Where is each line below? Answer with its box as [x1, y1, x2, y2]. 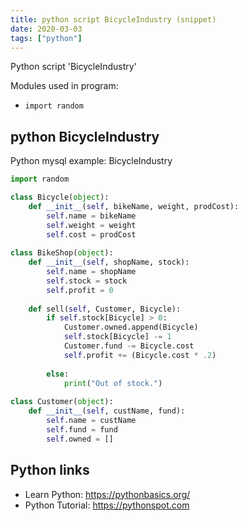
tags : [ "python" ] [10, 33, 83, 43]
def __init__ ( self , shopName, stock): [28, 257, 190, 268]
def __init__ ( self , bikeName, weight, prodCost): [28, 201, 240, 211]
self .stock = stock [46, 276, 128, 286]
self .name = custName [46, 416, 137, 426]
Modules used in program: [10, 80, 119, 92]
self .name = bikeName [46, 211, 137, 221]
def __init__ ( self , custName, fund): [28, 406, 186, 416]
